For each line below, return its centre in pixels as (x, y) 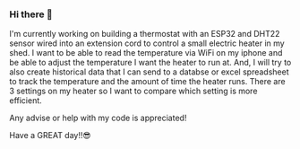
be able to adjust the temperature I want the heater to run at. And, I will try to (150, 63)
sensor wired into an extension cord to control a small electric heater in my (147, 43)
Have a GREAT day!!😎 (50, 136)
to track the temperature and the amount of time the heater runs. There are (147, 82)
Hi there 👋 (31, 14)
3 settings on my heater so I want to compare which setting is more (133, 91)
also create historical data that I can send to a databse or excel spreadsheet (149, 72)
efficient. (26, 101)
